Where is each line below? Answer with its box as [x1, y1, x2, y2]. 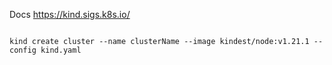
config [9, 45, 37, 55]
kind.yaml [40, 45, 82, 55]
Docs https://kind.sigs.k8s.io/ [9, 9, 131, 20]
